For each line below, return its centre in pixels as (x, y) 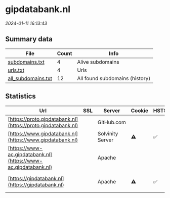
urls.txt (16, 70)
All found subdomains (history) (114, 78)
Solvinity (108, 133)
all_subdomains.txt (30, 78)
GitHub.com (112, 122)
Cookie (139, 111)
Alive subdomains (98, 62)
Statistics (21, 96)
